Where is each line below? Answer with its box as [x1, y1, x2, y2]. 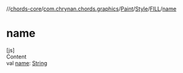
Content [6, 53, 27, 60]
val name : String [6, 59, 48, 66]
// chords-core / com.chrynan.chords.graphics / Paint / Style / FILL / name [6, 5, 177, 12]
